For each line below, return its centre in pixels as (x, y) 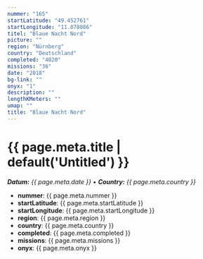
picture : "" (25, 40)
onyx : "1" (22, 86)
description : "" (31, 92)
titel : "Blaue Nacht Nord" (47, 34)
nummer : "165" (28, 14)
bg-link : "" (25, 79)
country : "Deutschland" (42, 54)
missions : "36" (30, 66)
